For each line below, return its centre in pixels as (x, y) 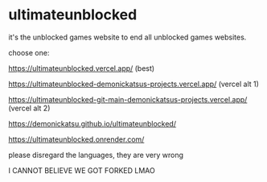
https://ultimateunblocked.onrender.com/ (76, 139)
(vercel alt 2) (29, 108)
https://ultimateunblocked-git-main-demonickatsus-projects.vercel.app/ (128, 99)
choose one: (29, 52)
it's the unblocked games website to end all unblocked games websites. (127, 37)
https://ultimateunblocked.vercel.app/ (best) (82, 68)
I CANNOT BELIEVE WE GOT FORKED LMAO (82, 170)
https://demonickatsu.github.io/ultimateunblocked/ (92, 123)
